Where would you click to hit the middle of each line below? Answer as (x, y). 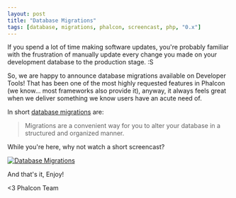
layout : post (27, 14)
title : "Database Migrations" (52, 21)
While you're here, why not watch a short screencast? (86, 147)
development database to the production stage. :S (80, 62)
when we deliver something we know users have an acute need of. (105, 98)
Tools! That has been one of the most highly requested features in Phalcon (116, 83)
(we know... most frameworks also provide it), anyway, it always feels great (117, 91)
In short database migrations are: (56, 112)
